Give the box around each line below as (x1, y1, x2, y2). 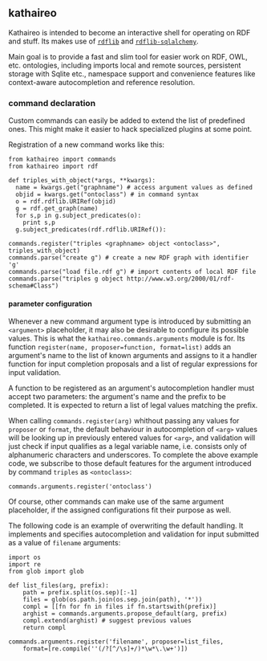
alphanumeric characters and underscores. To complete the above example (8, 450, 259, 460)
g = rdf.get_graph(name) (15, 205, 99, 213)
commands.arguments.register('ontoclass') (8, 483, 152, 491)
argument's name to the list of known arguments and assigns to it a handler (8, 351, 258, 361)
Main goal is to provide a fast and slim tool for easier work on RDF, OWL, (8, 51, 248, 61)
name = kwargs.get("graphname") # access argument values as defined (15, 184, 253, 192)
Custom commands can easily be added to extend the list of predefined (8, 116, 245, 125)
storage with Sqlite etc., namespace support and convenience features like (8, 68, 256, 79)
